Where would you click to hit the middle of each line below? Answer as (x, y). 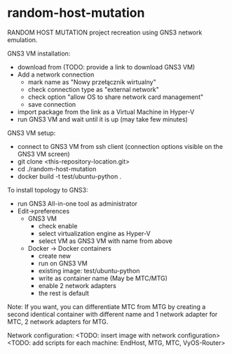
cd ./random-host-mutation (57, 169)
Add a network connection (56, 74)
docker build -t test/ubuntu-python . (69, 176)
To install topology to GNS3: (48, 190)
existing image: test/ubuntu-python (89, 270)
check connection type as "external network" (94, 89)
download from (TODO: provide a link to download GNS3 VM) (106, 67)
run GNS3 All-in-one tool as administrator (77, 203)
